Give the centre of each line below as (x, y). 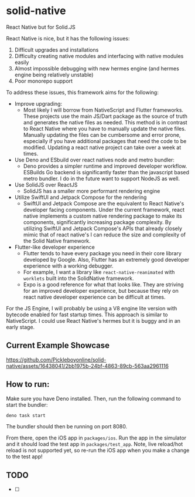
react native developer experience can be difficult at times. (94, 297)
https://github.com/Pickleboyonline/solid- (56, 360)
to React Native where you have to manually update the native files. (105, 129)
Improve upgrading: (38, 103)
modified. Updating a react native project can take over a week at (102, 147)
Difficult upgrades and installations (57, 50)
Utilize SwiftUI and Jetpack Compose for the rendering (81, 197)
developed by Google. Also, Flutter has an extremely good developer (106, 259)
